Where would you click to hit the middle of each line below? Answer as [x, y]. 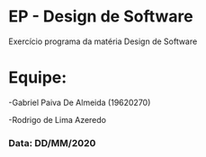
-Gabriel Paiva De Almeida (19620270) [80, 102]
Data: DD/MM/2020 [52, 143]
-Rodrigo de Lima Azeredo [58, 119]
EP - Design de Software [101, 17]
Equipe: [38, 78]
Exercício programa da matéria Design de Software [103, 41]
